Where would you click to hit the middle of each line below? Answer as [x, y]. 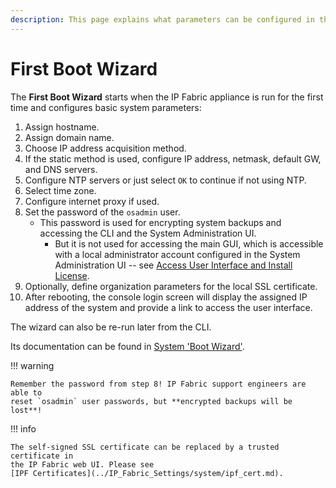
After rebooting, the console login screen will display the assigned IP [166, 297]
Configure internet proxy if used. [92, 201]
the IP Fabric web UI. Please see [82, 464]
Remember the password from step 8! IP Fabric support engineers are [158, 384]
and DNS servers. [61, 169]
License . [72, 275]
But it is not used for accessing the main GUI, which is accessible [189, 243]
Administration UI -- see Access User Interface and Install [173, 265]
